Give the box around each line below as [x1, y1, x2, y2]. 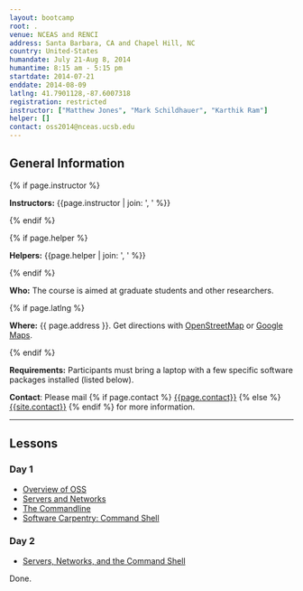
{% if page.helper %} [9, 232, 88, 243]
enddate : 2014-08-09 [9, 80, 87, 89]
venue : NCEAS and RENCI [9, 30, 99, 39]
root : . [9, 22, 39, 31]
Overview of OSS [22, 483, 87, 494]
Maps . [9, 329, 33, 340]
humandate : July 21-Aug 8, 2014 [9, 55, 131, 64]
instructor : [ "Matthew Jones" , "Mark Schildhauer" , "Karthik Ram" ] [9, 106, 269, 115]
